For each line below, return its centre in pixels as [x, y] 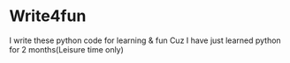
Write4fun [48, 16]
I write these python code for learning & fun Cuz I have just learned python [145, 40]
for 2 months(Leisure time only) [66, 49]
